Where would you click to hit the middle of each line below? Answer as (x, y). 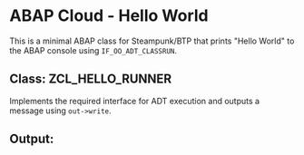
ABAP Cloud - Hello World (109, 16)
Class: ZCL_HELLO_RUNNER (91, 79)
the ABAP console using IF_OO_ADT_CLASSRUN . (93, 50)
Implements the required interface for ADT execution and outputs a (135, 101)
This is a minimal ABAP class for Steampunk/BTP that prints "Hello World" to (152, 41)
